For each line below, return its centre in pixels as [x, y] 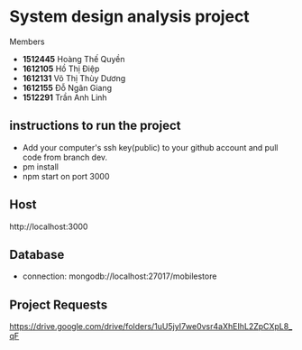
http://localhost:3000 [49, 226]
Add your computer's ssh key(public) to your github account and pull [150, 147]
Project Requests [59, 304]
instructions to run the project [95, 126]
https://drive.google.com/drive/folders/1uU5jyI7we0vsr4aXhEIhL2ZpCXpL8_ [151, 327]
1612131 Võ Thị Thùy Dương [74, 78]
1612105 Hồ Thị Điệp [61, 69]
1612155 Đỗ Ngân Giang [67, 87]
